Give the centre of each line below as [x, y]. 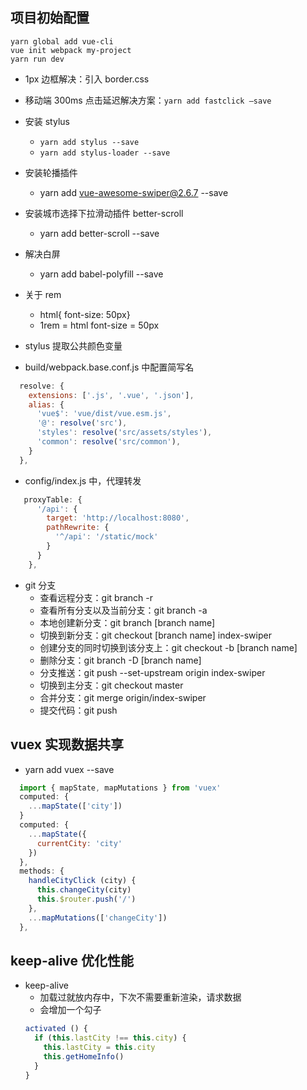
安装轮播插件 [51, 172]
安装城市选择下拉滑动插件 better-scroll [104, 213]
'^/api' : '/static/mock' [106, 537]
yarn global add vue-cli [62, 41]
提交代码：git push [78, 710]
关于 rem [43, 294]
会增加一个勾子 [70, 1010]
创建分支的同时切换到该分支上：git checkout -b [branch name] [168, 647]
